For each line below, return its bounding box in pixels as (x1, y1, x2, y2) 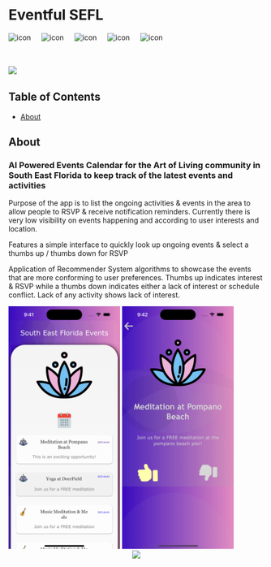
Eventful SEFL (8, 6, 104, 24)
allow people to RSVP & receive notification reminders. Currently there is (8, 207, 251, 217)
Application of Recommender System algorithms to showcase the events (8, 264, 252, 274)
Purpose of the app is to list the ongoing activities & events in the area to (8, 198, 252, 208)
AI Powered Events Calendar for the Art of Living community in (8, 160, 261, 171)
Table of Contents (8, 90, 101, 104)
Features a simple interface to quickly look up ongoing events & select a (8, 240, 249, 249)
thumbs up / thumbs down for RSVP (8, 249, 128, 258)
